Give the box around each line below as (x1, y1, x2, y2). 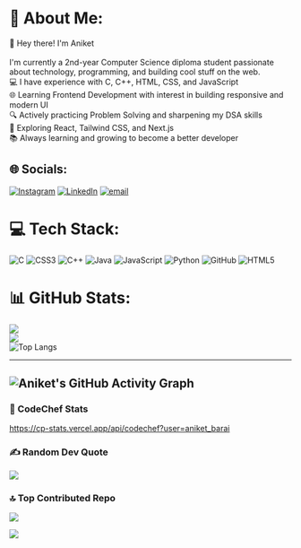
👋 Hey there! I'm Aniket (9, 38, 94, 48)
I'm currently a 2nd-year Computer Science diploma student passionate (9, 57, 275, 67)
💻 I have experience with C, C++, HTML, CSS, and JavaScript (9, 76, 239, 87)
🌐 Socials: (9, 161, 68, 178)
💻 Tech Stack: (9, 219, 120, 239)
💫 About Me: (9, 8, 104, 29)
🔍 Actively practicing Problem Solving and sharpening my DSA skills (9, 109, 262, 120)
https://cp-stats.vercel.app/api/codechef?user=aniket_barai (9, 423, 230, 434)
